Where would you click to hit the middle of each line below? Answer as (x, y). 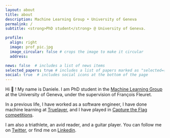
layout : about (20, 10)
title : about (19, 15)
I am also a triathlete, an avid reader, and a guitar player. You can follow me (83, 125)
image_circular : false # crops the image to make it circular (77, 52)
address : (19, 56)
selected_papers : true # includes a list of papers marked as (72, 70)
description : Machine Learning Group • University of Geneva (71, 19)
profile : (14, 38)
